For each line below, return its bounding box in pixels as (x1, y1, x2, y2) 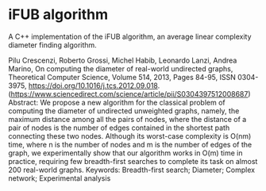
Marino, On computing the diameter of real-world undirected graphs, (8, 63, 233, 73)
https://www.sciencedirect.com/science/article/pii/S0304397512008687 (10, 89, 249, 98)
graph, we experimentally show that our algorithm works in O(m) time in (8, 148, 243, 158)
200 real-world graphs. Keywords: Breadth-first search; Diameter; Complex (8, 165, 256, 174)
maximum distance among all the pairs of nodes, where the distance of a (8, 114, 247, 124)
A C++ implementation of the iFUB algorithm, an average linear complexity (8, 32, 252, 41)
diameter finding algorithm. (8, 40, 97, 49)
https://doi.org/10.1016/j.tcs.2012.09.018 (28, 81, 158, 90)
